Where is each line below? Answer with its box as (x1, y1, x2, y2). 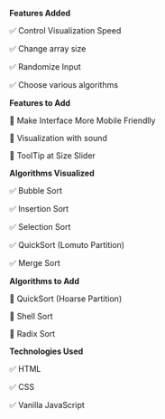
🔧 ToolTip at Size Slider (9, 150, 96, 161)
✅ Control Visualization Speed (9, 25, 122, 35)
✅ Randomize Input (9, 62, 81, 71)
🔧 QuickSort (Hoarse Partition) (9, 293, 123, 304)
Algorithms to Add (9, 276, 79, 286)
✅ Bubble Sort (9, 186, 63, 195)
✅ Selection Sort (9, 222, 71, 232)
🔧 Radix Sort (9, 329, 56, 338)
